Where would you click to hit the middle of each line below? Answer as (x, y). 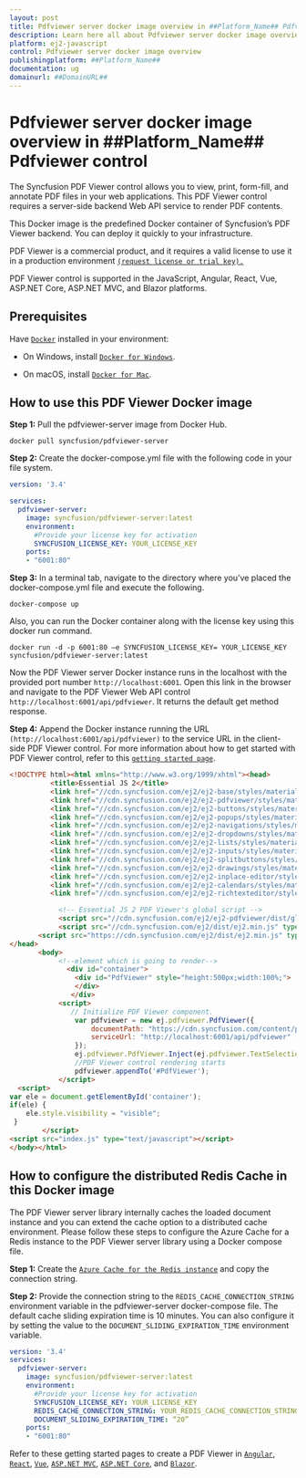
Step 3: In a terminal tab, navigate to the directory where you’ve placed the (150, 578)
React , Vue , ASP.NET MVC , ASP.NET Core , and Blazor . (103, 1463)
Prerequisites (48, 317)
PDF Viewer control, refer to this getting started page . (112, 758)
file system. (31, 468)
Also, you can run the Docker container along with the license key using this (152, 621)
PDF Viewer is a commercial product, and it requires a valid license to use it (151, 251)
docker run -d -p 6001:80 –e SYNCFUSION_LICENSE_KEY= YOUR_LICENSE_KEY (148, 648)
